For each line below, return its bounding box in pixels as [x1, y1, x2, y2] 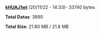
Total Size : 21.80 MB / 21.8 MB [5, 23, 69, 29]
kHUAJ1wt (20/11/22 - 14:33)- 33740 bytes [5, 4, 95, 10]
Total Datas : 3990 [5, 14, 43, 19]
